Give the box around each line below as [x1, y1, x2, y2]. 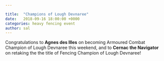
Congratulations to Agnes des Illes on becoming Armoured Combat [5, 39, 145, 45]
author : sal [5, 25, 30, 30]
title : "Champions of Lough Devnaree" [5, 11, 89, 16]
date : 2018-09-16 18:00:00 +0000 [5, 16, 80, 21]
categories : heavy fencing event [5, 21, 75, 26]
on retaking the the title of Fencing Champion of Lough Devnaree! [5, 50, 141, 56]
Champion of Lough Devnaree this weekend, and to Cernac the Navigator [5, 44, 159, 50]
